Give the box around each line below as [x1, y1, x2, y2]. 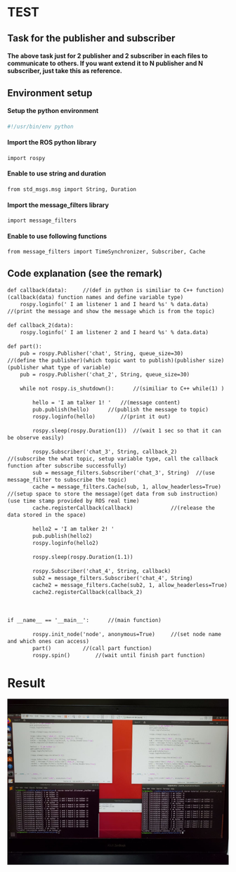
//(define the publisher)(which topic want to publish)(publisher [7, 357, 206, 364]
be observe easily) [7, 435, 65, 442]
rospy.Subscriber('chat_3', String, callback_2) [32, 449, 178, 456]
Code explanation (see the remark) [7, 267, 163, 279]
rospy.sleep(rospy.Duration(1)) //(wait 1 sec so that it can [32, 428, 221, 435]
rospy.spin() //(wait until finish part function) [32, 652, 206, 659]
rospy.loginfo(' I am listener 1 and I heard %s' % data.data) [20, 301, 209, 308]
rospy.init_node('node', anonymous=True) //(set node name [32, 631, 221, 638]
